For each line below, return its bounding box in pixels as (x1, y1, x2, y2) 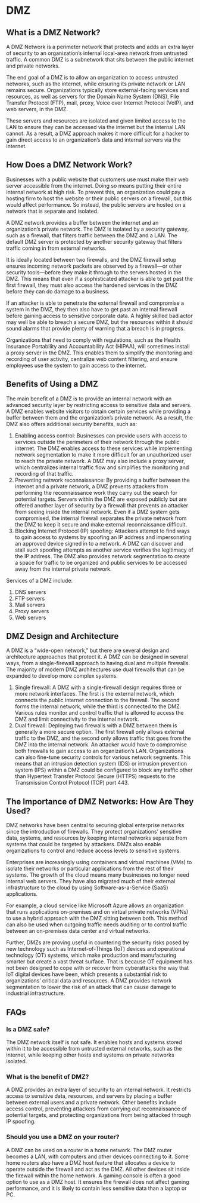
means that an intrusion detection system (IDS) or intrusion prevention (14, 760, 187, 767)
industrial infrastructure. (6, 990, 65, 997)
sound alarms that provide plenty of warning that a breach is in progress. (6, 325, 185, 332)
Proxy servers (14, 607, 49, 614)
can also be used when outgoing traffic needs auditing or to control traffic (6, 921, 187, 928)
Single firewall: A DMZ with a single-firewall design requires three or (14, 684, 182, 691)
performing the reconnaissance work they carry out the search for (14, 489, 177, 496)
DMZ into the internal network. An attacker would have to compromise (14, 741, 187, 748)
